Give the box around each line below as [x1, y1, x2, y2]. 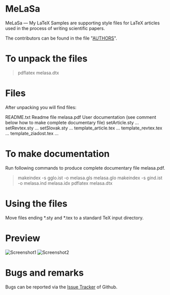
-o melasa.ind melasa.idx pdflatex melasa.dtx [17, 180, 113, 186]
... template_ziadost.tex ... [5, 130, 59, 136]
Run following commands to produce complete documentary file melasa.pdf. [5, 165, 165, 171]
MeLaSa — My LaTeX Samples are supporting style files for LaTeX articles [5, 20, 160, 26]
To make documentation [5, 148, 110, 159]
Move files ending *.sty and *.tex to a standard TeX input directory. [5, 214, 144, 221]
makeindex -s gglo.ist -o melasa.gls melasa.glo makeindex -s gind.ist [17, 175, 162, 181]
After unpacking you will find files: [5, 104, 77, 110]
